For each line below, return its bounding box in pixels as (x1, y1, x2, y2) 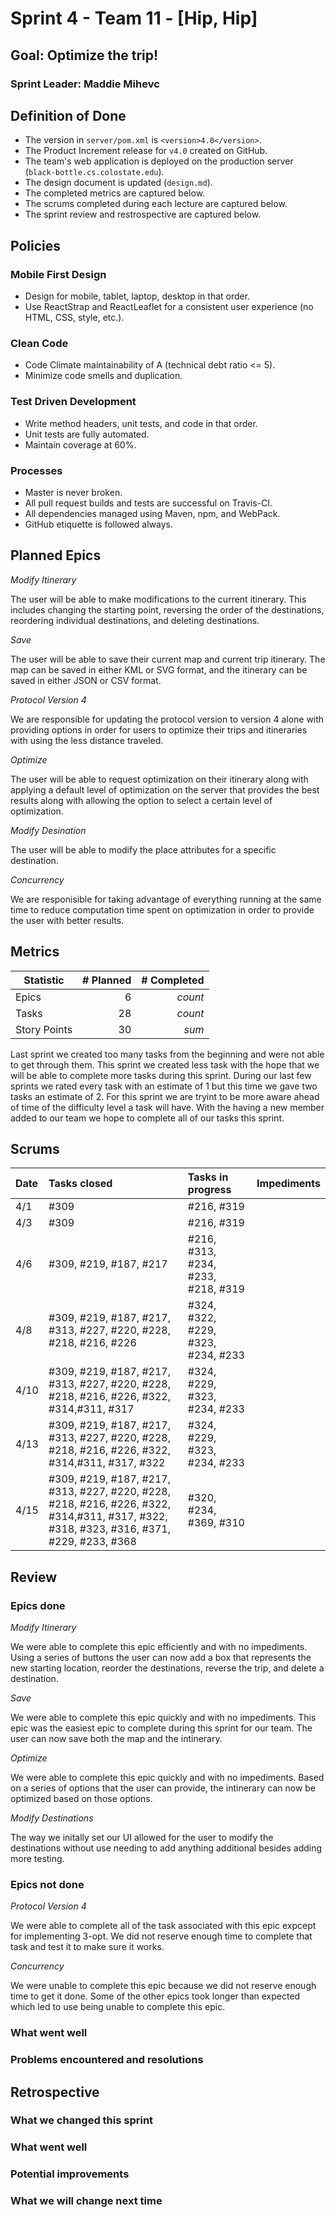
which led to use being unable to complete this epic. (10, 2001, 226, 2013)
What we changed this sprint (10, 2113, 154, 2127)
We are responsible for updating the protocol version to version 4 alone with (10, 713, 325, 725)
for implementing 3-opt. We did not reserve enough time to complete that (10, 1930, 313, 1942)
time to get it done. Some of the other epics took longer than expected (10, 1990, 301, 2002)
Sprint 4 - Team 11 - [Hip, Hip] (10, 7, 258, 30)
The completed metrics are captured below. (24, 187, 206, 199)
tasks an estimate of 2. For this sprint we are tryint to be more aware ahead (10, 1090, 320, 1102)
